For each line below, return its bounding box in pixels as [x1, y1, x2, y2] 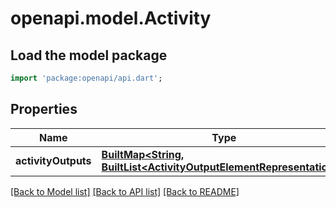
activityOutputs [15, 153, 92, 167]
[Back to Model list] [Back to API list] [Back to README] [10, 185, 240, 197]
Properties [10, 101, 78, 118]
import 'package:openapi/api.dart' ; [10, 73, 163, 83]
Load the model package [10, 47, 168, 64]
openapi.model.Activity [10, 7, 212, 30]
